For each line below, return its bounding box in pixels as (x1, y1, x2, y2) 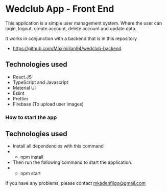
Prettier (12, 95, 29, 101)
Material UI (12, 84, 36, 91)
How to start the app (5, 114, 57, 121)
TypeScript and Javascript (12, 79, 68, 85)
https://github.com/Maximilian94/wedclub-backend (12, 45, 122, 51)
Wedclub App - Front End (5, 3, 114, 15)
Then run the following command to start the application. (12, 159, 133, 165)
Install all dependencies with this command (12, 143, 104, 149)
